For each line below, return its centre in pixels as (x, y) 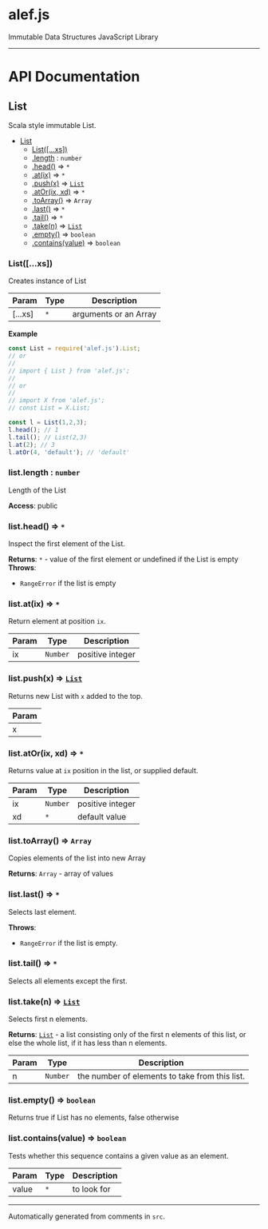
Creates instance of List (47, 281)
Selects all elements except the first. (68, 980)
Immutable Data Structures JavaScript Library (83, 37)
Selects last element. (43, 912)
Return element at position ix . (57, 621)
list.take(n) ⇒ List (44, 1001)
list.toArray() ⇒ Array (50, 840)
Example (23, 334)
